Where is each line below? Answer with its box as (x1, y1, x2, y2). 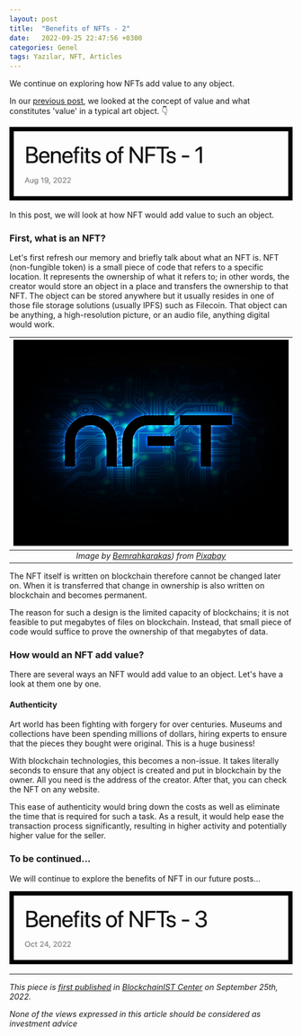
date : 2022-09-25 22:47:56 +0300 (9, 33, 143, 42)
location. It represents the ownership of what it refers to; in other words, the (9, 271, 290, 282)
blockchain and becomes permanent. (9, 589, 147, 600)
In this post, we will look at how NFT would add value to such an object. (9, 209, 275, 220)
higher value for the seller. (9, 830, 106, 841)
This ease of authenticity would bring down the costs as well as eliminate (9, 801, 280, 812)
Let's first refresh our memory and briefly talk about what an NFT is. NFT (9, 252, 280, 262)
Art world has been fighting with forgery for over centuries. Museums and (9, 719, 283, 730)
